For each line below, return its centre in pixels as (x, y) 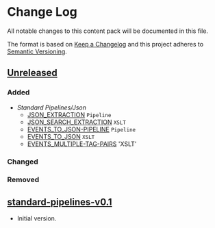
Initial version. (37, 218)
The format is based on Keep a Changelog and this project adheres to (105, 44)
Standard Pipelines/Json (52, 107)
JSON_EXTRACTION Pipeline (69, 114)
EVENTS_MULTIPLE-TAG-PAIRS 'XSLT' (82, 144)
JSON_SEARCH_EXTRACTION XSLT (77, 122)
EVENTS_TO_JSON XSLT (61, 136)
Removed (23, 180)
